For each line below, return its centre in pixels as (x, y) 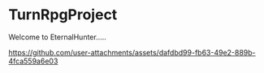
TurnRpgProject (63, 15)
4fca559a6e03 (33, 61)
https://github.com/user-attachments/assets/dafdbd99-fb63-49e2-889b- (132, 52)
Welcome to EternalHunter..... (58, 37)
